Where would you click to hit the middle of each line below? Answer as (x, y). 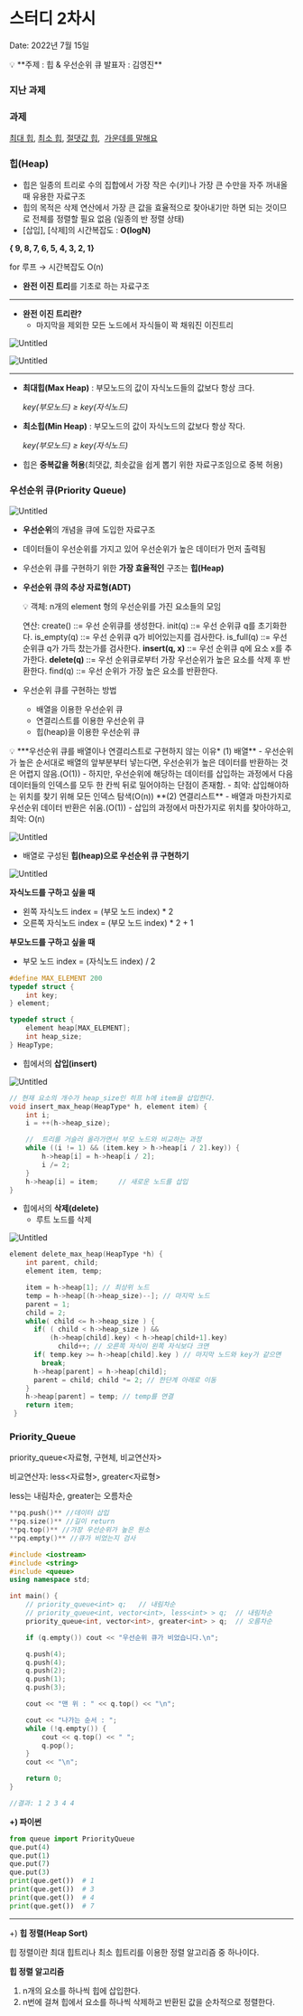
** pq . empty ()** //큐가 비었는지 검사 (73, 1538)
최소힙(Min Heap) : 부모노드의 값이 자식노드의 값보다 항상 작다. (134, 427)
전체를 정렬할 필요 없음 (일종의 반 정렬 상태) (108, 219)
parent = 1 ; (48, 1304)
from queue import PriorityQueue (72, 1839)
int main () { (34, 1597)
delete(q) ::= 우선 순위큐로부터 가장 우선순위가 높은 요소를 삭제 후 (165, 659)
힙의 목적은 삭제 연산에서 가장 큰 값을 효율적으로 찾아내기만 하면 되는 (142, 208)
